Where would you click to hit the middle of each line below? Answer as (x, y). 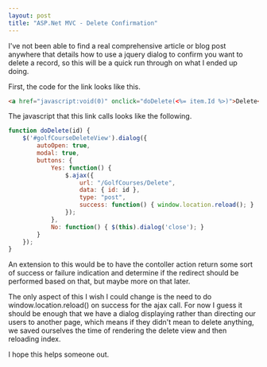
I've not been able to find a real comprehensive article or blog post (117, 45)
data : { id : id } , (110, 190)
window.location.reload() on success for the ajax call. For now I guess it (125, 305)
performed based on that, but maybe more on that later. (99, 281)
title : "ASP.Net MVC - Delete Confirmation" (83, 23)
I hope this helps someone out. (59, 354)
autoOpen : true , (64, 146)
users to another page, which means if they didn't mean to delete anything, (131, 322)
